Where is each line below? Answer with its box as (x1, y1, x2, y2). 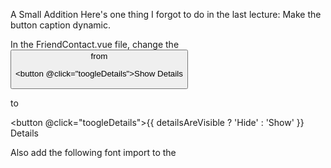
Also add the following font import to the (10, 146, 177, 158)
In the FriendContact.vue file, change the (10, 39, 180, 50)
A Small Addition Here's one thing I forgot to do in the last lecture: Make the (10, 9, 322, 20)
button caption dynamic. (10, 19, 111, 31)
